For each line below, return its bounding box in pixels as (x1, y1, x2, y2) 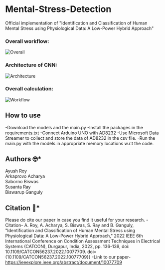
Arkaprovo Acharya (5, 173, 45, 179)
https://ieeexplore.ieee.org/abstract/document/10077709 (5, 260, 122, 266)
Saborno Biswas (5, 179, 39, 185)
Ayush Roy (5, 168, 27, 174)
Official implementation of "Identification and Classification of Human (5, 20, 148, 26)
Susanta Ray (5, 184, 31, 190)
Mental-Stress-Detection (5, 3, 112, 15)
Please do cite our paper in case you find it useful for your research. (5, 217, 146, 223)
